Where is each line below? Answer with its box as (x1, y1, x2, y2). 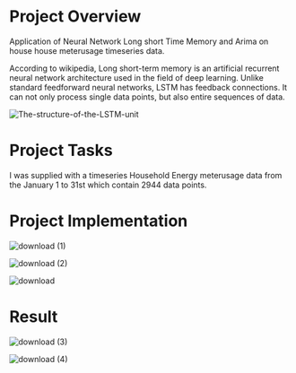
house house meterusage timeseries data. (9, 45, 165, 56)
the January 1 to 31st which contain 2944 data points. (9, 179, 207, 190)
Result (9, 307, 58, 326)
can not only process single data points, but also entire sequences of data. (9, 91, 285, 102)
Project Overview (9, 6, 142, 27)
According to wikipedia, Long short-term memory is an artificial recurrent (9, 63, 280, 74)
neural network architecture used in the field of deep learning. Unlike (9, 72, 265, 82)
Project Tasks (9, 141, 114, 160)
